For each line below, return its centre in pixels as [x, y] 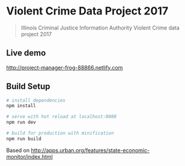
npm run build [24, 139]
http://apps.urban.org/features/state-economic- [90, 150]
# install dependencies [36, 100]
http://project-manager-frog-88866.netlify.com [65, 67]
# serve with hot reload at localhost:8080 [62, 117]
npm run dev [21, 122]
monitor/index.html [29, 156]
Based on [18, 150]
